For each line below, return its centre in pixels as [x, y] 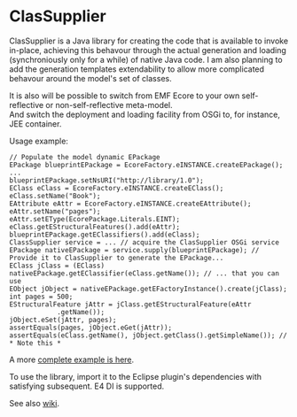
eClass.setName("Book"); [55, 196]
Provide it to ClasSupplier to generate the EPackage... [117, 258]
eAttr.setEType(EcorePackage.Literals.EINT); [94, 219]
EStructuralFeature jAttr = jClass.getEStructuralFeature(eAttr [130, 304]
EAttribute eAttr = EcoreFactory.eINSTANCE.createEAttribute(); [130, 204]
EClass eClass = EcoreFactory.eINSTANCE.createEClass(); [117, 188]
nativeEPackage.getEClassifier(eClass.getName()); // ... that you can [144, 273]
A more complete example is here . [72, 359]
